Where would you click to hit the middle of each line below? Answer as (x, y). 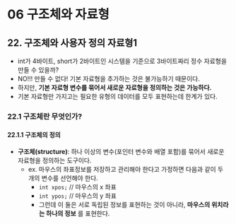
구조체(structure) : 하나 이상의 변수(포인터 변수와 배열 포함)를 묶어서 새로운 (121, 152)
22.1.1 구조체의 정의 (34, 134)
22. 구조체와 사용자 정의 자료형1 (72, 43)
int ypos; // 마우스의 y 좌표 (77, 196)
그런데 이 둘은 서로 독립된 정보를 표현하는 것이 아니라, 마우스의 (124, 205)
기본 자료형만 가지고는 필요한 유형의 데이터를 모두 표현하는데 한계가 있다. (117, 96)
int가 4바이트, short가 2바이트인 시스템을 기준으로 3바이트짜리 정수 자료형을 (122, 61)
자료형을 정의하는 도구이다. (54, 160)
